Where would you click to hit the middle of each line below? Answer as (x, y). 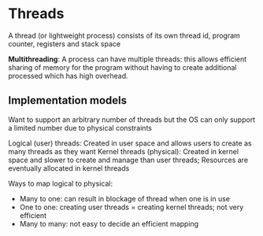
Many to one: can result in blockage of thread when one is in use (125, 198)
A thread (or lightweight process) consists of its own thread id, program (124, 35)
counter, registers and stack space (64, 43)
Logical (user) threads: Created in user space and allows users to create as (130, 143)
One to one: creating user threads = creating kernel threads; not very (131, 207)
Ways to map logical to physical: (60, 183)
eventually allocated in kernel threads (69, 168)
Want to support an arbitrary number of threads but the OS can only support (132, 120)
